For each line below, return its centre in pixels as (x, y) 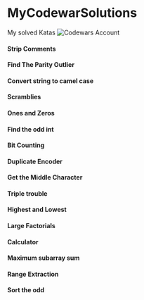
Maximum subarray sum (44, 258)
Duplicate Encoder (35, 161)
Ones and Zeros (31, 113)
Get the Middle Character (45, 177)
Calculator (23, 242)
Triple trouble (27, 193)
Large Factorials (32, 226)
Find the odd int (31, 129)
